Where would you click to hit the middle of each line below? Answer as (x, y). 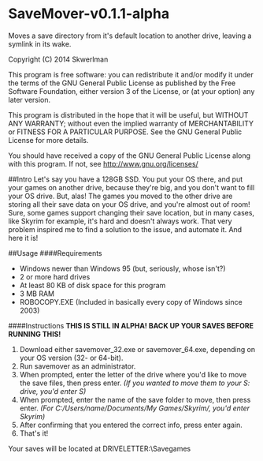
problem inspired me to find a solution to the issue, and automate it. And (125, 229)
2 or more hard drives (55, 276)
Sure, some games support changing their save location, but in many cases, (131, 212)
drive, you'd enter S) (53, 391)
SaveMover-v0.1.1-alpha (89, 14)
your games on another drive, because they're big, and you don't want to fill (131, 187)
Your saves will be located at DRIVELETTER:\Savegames (100, 448)
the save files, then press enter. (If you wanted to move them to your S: (135, 383)
